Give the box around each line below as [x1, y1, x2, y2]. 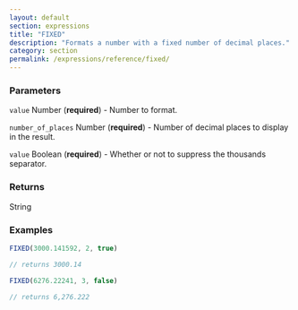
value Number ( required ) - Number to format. [9, 105, 178, 116]
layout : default [9, 13, 70, 22]
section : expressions [9, 22, 90, 30]
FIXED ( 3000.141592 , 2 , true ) [9, 244, 118, 253]
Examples [9, 223, 54, 236]
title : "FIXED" [9, 30, 66, 39]
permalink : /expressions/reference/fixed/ [9, 55, 170, 64]
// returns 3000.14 [9, 260, 82, 269]
